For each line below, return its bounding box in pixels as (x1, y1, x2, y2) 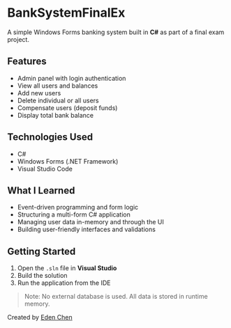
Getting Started (7, 245, 76, 257)
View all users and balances (17, 81, 98, 90)
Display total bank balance (17, 111, 94, 119)
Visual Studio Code (17, 164, 73, 173)
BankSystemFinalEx (7, 5, 126, 21)
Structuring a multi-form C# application (17, 210, 131, 219)
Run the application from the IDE (17, 279, 111, 287)
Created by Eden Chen (7, 313, 73, 322)
